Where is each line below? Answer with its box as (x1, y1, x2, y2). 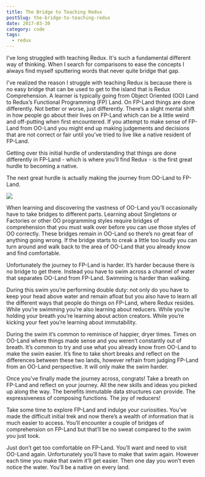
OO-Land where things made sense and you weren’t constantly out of (6, 337, 182, 344)
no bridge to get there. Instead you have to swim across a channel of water (6, 268, 195, 275)
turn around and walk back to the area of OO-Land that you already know (6, 243, 191, 250)
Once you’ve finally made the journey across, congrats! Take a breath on (6, 375, 189, 382)
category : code (6, 26, 45, 32)
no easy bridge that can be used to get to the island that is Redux (6, 86, 171, 92)
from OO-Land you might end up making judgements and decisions (20, 125, 190, 131)
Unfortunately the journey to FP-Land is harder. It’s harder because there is (6, 261, 195, 268)
